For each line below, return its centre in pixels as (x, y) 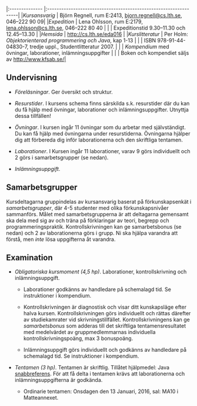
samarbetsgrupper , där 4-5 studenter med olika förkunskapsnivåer (87, 208)
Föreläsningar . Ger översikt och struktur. (64, 92)
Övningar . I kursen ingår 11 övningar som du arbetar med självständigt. (100, 127)
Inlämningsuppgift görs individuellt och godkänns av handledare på (105, 350)
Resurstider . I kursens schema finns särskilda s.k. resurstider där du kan (102, 103)
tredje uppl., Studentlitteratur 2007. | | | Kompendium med (99, 47)
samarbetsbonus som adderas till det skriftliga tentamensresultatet (105, 326)
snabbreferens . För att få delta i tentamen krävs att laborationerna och (100, 374)
